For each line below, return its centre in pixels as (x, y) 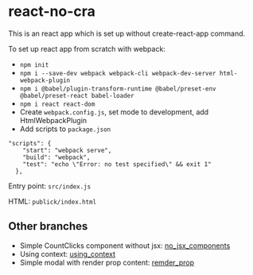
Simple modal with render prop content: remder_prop (107, 262)
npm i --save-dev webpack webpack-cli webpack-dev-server (118, 73)
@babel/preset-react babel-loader (77, 95)
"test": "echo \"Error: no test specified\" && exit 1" (117, 164)
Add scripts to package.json (65, 129)
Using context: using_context (67, 254)
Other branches (48, 226)
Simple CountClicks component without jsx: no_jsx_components (125, 246)
